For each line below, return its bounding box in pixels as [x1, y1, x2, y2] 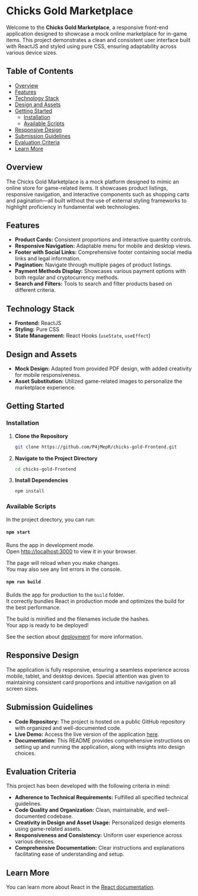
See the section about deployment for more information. [6, 633, 143, 640]
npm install [14, 488, 44, 494]
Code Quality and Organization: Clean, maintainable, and [14, 806, 156, 814]
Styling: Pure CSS [14, 326, 60, 333]
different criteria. [14, 287, 56, 294]
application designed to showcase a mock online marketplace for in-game [6, 30, 187, 37]
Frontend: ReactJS [14, 319, 62, 327]
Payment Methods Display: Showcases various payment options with [14, 268, 186, 275]
